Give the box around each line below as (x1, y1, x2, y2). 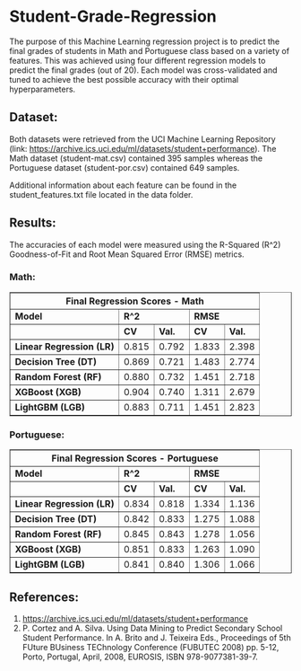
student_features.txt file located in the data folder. (9, 189, 193, 199)
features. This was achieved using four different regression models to (9, 55, 266, 66)
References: (9, 589, 79, 605)
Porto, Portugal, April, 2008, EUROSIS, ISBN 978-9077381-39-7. (21, 651, 258, 662)
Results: (9, 216, 56, 231)
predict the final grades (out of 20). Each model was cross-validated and (9, 65, 278, 75)
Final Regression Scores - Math (65, 295, 204, 307)
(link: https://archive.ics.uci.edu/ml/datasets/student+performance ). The (9, 143, 277, 154)
